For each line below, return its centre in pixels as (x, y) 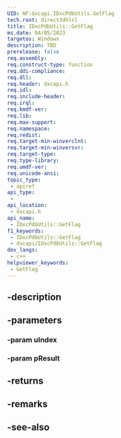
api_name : (21, 218)
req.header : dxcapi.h (38, 84)
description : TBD (32, 45)
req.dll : (19, 77)
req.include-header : (37, 97)
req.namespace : (29, 129)
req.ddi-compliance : (37, 71)
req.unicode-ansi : (33, 173)
